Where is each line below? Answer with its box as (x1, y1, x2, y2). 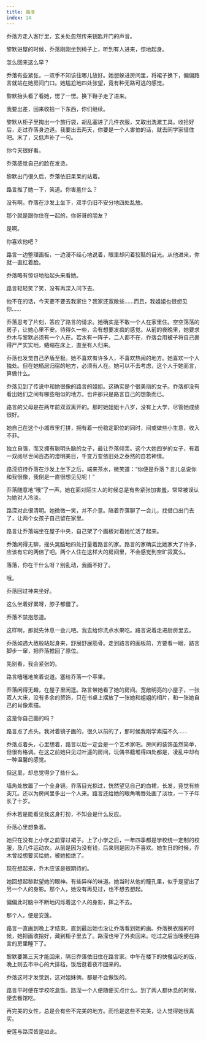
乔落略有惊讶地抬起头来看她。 (6, 271, 82, 279)
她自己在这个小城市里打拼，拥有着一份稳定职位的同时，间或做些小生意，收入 (6, 424, 200, 431)
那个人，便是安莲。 (6, 911, 55, 918)
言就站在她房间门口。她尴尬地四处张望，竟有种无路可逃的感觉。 (6, 79, 167, 86)
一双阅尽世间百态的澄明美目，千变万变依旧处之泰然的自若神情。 (6, 452, 167, 460)
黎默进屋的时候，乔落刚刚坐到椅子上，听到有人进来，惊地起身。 (6, 45, 167, 53)
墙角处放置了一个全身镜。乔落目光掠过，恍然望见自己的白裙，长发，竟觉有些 (6, 782, 200, 789)
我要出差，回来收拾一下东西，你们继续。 (6, 105, 109, 112)
